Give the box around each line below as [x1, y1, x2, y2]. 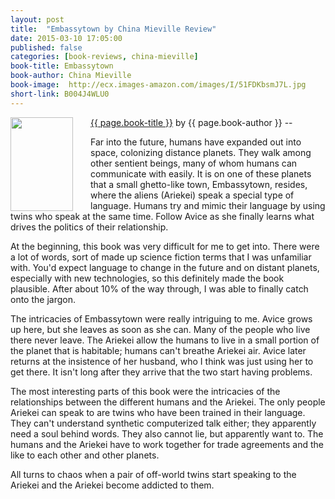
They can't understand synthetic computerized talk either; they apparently [10, 417, 317, 429]
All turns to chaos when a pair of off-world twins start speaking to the [10, 468, 297, 480]
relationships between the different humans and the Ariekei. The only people [10, 396, 326, 408]
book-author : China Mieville [10, 71, 132, 81]
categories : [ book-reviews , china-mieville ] [10, 52, 199, 62]
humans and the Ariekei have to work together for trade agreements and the [10, 438, 324, 450]
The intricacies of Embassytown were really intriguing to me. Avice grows [10, 312, 313, 325]
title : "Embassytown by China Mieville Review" [10, 24, 217, 34]
